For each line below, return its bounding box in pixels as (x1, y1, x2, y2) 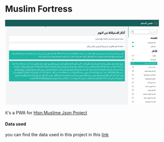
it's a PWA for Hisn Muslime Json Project (5, 109, 87, 115)
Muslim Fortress (5, 3, 73, 15)
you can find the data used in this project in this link (5, 132, 109, 138)
